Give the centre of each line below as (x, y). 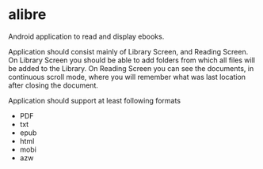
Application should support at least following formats (94, 100)
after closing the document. (53, 85)
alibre (27, 15)
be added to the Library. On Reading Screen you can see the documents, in (131, 68)
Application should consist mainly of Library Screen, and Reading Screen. (128, 51)
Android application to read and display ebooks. (86, 36)
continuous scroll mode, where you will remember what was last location (127, 77)
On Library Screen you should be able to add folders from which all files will (132, 60)
